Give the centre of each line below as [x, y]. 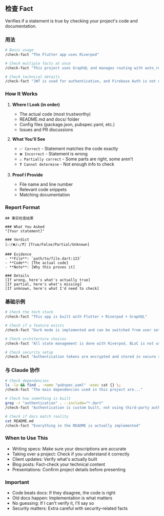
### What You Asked [25, 227]
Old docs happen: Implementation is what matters [62, 498]
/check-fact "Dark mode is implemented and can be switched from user [78, 330]
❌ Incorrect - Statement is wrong [53, 153]
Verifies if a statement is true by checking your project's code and [72, 21]
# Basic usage [20, 50]
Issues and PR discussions [46, 129]
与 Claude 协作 [22, 370]
